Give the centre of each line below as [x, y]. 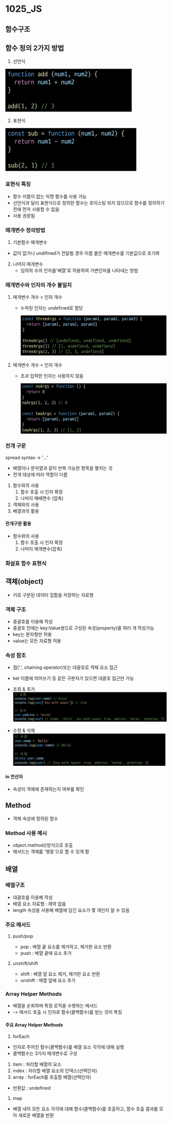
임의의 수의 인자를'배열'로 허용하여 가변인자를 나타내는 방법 [79, 270]
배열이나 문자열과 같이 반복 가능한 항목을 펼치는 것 [62, 468]
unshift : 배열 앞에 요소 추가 [48, 980]
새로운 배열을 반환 [36, 1115]
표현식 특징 [18, 184]
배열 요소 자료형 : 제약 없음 [39, 904]
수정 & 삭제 [24, 730]
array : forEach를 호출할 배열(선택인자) [52, 1077]
